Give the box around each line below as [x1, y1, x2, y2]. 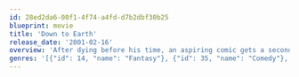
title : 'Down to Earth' [9, 29, 98, 38]
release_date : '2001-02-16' [9, 37, 114, 47]
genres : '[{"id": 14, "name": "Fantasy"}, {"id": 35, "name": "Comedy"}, [9, 54, 289, 63]
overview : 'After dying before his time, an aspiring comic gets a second [9, 46, 293, 55]
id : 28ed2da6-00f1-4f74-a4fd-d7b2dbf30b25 [9, 12, 169, 22]
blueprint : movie [9, 21, 74, 30]
